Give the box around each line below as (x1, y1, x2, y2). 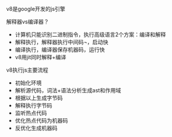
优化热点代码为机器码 (14, 117, 68, 124)
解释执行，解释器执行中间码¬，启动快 (14, 39, 109, 45)
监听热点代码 (14, 109, 47, 116)
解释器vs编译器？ (6, 18, 49, 25)
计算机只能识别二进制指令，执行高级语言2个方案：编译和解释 (14, 31, 167, 38)
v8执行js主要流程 (6, 66, 49, 74)
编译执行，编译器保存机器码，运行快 (14, 46, 105, 53)
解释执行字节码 (14, 102, 52, 109)
